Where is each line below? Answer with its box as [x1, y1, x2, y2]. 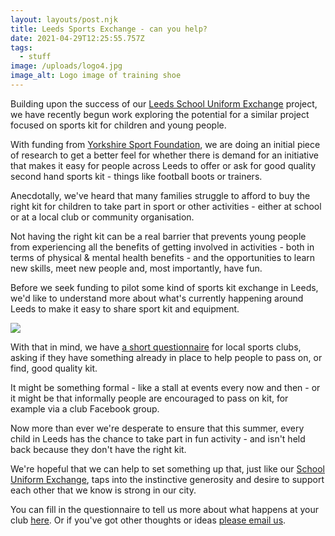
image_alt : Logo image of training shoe [10, 71, 182, 81]
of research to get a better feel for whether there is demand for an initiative [10, 149, 319, 161]
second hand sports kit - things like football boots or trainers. [10, 170, 263, 182]
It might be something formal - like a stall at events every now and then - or [10, 381, 321, 393]
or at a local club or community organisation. [10, 211, 195, 223]
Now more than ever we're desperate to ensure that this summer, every [10, 422, 305, 434]
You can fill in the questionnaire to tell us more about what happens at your [10, 503, 319, 515]
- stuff [19, 52, 52, 62]
